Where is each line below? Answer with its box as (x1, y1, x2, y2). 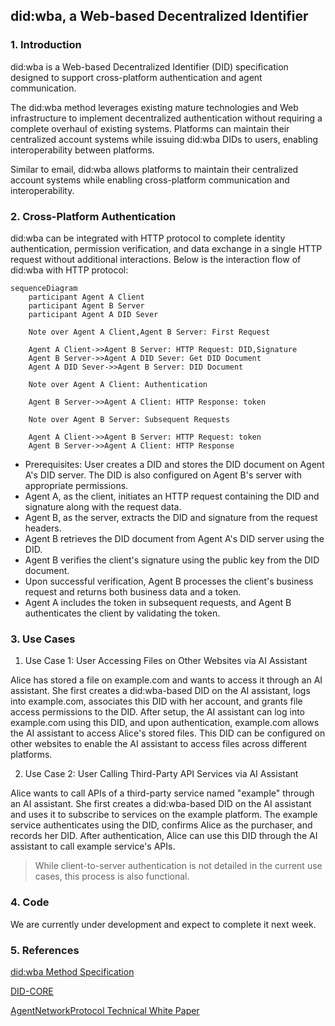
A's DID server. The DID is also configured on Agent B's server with (24, 469, 302, 481)
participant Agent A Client (28, 292, 145, 302)
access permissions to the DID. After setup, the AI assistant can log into (10, 706, 306, 718)
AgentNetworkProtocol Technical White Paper (10, 1004, 200, 1016)
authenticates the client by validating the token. (24, 607, 221, 619)
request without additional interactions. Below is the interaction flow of (10, 253, 302, 265)
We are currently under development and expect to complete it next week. (10, 918, 317, 930)
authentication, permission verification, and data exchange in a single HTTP (10, 242, 323, 254)
